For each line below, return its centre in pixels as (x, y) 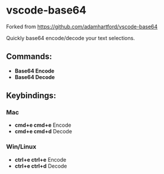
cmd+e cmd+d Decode (43, 132)
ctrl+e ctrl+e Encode (40, 159)
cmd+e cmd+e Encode (43, 125)
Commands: (29, 57)
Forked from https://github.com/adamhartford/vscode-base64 (82, 27)
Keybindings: (31, 96)
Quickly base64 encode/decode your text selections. (70, 38)
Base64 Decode (35, 77)
